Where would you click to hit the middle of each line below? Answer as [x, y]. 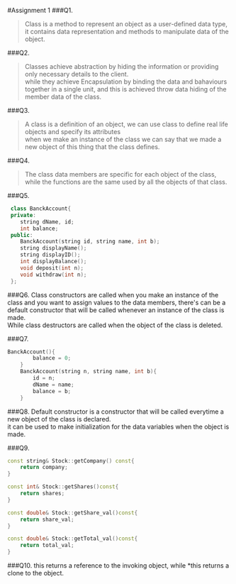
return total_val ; [47, 546]
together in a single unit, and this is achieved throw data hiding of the [125, 89]
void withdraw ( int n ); [54, 275]
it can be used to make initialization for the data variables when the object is [118, 426]
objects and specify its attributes [73, 132]
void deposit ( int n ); [52, 268]
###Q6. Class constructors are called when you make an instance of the [113, 294]
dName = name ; [54, 385]
